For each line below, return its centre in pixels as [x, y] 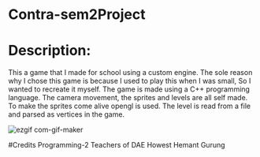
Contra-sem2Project [77, 15]
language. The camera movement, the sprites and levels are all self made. [128, 98]
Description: [50, 51]
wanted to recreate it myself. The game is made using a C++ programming [129, 89]
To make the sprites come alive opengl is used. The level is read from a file [129, 106]
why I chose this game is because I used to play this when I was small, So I [130, 81]
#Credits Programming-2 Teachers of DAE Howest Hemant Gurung [117, 145]
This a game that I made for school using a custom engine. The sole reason [130, 73]
